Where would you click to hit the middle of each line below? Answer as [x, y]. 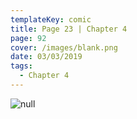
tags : [21, 66]
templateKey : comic [51, 19]
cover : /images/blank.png [64, 47]
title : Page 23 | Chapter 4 [69, 29]
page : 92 [28, 38]
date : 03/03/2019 [46, 57]
